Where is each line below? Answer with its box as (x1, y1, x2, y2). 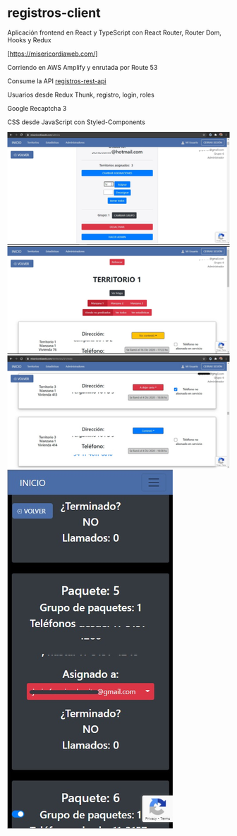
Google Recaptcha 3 (7, 104, 67, 112)
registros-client (7, 5, 101, 21)
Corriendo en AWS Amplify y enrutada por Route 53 (7, 63, 158, 71)
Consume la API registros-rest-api (7, 76, 107, 85)
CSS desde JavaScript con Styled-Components (7, 118, 146, 126)
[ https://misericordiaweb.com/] (7, 49, 98, 58)
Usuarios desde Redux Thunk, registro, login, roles (7, 90, 155, 99)
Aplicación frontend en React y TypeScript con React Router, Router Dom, (7, 28, 222, 37)
